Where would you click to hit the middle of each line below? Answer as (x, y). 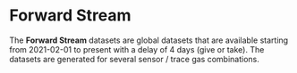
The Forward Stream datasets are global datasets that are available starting (149, 40)
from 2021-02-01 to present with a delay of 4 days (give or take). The (137, 49)
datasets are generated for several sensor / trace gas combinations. (134, 59)
